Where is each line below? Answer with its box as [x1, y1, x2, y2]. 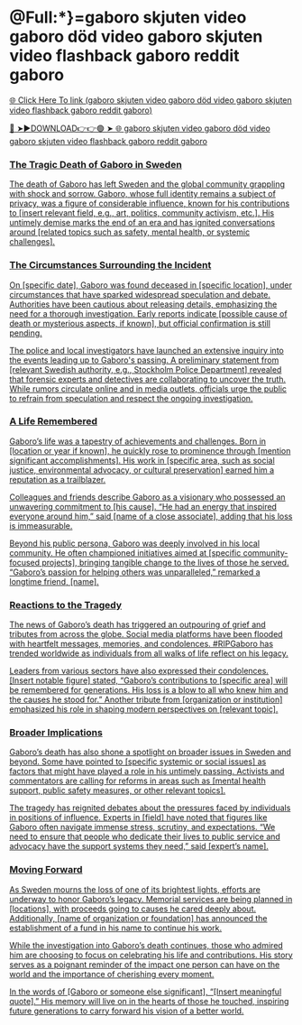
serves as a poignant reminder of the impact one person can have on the [9, 959, 280, 970]
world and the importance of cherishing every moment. [9, 968, 215, 979]
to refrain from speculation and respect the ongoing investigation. [9, 392, 253, 403]
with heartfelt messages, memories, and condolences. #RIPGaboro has [9, 639, 273, 650]
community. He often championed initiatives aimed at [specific [9, 547, 242, 558]
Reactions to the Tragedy [9, 598, 123, 611]
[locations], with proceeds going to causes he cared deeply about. [9, 903, 257, 914]
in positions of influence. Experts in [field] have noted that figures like [9, 812, 268, 823]
